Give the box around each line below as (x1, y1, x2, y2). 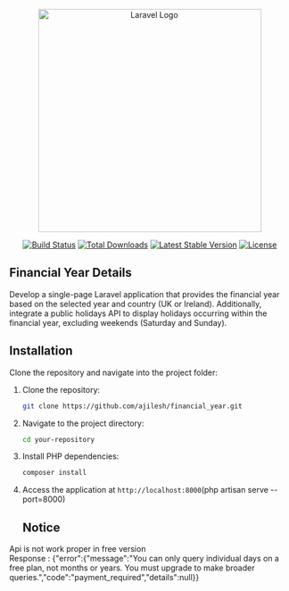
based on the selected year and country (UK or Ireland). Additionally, (9, 298, 262, 309)
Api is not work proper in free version (9, 544, 146, 554)
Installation (9, 344, 73, 359)
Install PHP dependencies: (21, 451, 120, 462)
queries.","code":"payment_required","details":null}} (9, 572, 200, 583)
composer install (21, 469, 87, 478)
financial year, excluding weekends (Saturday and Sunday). (9, 317, 227, 328)
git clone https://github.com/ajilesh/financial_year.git (21, 402, 243, 411)
